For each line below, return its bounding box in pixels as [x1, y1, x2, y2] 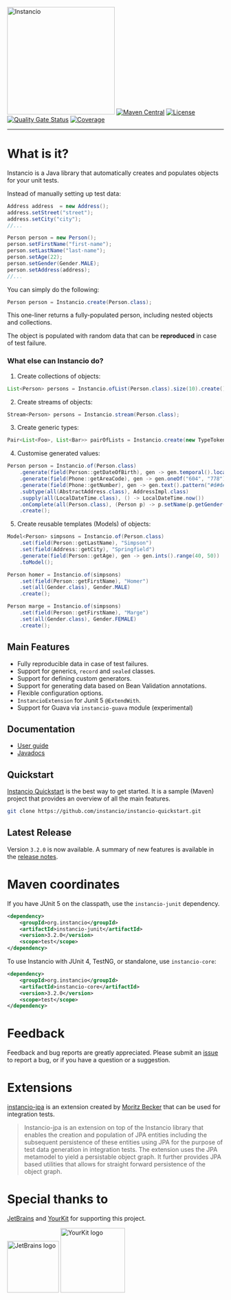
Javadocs [16, 749, 45, 757]
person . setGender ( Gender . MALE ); [7, 260, 100, 267]
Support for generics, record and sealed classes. [16, 667, 156, 675]
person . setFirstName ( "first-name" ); [7, 241, 112, 248]
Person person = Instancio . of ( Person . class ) [7, 462, 137, 470]
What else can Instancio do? [7, 356, 104, 366]
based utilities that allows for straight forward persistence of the [23, 1160, 206, 1168]
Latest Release [7, 827, 72, 838]
